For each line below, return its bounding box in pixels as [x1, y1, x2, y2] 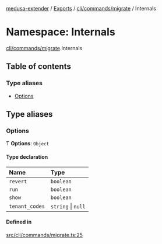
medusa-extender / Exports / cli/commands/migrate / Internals [6, 5, 156, 12]
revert [9, 178, 27, 184]
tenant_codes [9, 203, 45, 210]
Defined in [6, 218, 32, 225]
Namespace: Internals [6, 26, 115, 39]
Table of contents [6, 61, 71, 72]
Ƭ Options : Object [6, 140, 50, 147]
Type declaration [6, 153, 48, 160]
